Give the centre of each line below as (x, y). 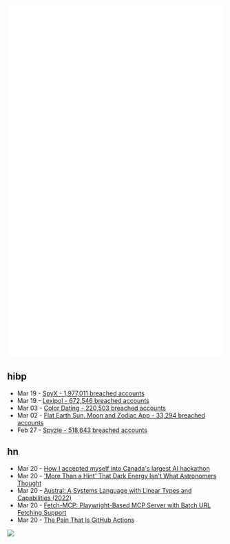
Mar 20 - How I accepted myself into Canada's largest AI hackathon (113, 468)
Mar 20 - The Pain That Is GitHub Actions (76, 520)
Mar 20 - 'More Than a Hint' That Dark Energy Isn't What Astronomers (117, 476)
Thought (29, 483)
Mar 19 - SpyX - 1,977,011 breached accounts (81, 393)
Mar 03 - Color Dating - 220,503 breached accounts (92, 408)
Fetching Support (42, 512)
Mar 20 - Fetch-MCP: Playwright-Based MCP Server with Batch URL (114, 505)
